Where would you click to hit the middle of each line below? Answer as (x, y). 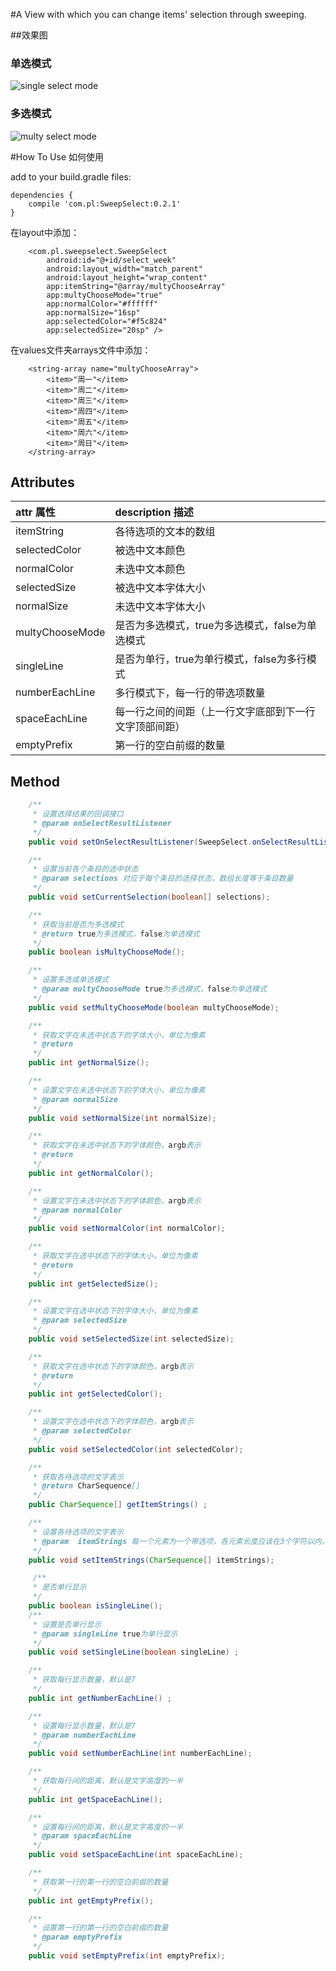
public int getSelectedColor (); (95, 1394)
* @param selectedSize (80, 1320)
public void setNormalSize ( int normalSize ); (122, 1118)
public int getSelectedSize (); (93, 1284)
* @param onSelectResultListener (102, 823)
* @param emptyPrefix (77, 1937)
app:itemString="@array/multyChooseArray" (136, 286)
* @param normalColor (77, 1210)
